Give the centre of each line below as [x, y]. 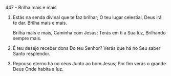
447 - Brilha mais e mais [31, 7]
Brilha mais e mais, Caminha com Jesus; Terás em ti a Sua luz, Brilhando [89, 33]
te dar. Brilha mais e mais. [40, 23]
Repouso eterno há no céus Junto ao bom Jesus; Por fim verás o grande [89, 63]
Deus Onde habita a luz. [38, 69]
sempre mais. [27, 38]
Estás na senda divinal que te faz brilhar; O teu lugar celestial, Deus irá [87, 17]
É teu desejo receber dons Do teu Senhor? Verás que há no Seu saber [87, 48]
